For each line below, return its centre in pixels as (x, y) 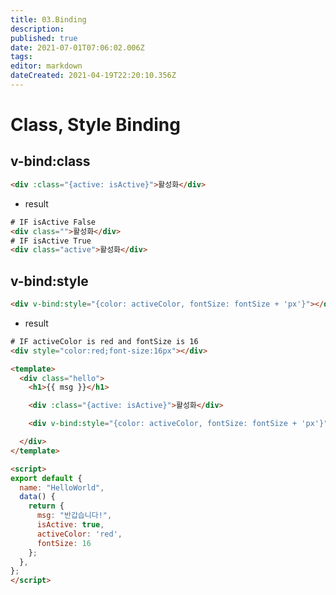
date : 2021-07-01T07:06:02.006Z (77, 47)
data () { (37, 497)
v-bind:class (50, 161)
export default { (46, 478)
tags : (21, 57)
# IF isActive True (51, 241)
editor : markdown (46, 66)
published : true (44, 38)
